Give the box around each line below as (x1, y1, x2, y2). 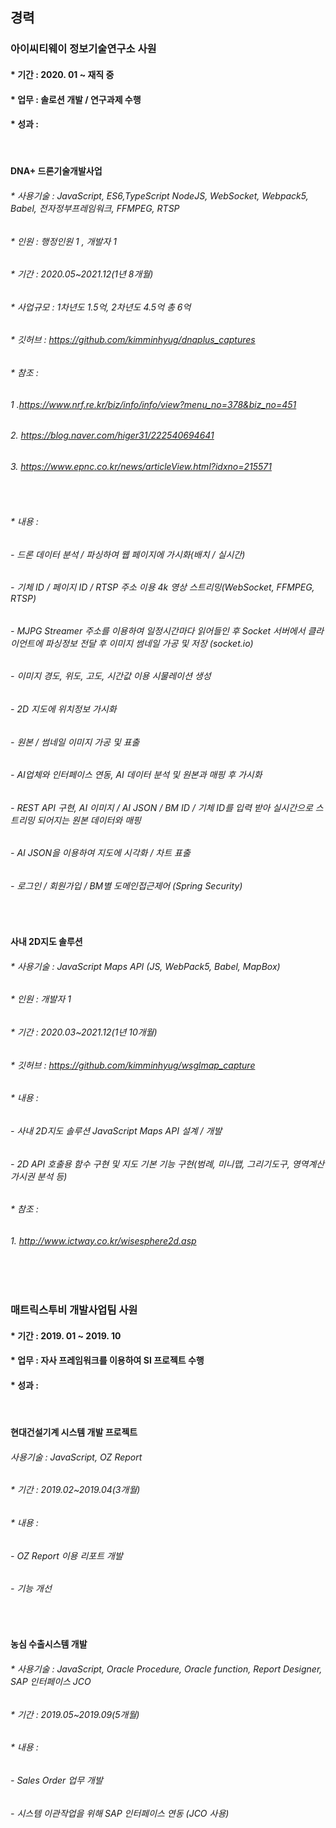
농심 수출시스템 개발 (10, 1638, 88, 1650)
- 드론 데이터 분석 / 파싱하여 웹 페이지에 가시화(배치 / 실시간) (10, 548, 246, 560)
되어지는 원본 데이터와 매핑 (36, 814, 142, 826)
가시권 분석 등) (10, 1170, 68, 1182)
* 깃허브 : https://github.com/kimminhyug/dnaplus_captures (10, 334, 256, 346)
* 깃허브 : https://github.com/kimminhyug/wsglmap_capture (10, 1059, 256, 1071)
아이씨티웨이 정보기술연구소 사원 (10, 42, 157, 56)
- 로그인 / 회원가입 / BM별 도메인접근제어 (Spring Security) (10, 880, 243, 892)
